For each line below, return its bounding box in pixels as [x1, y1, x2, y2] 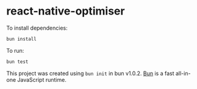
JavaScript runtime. [17, 76, 67, 83]
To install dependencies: [6, 24, 68, 31]
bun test [6, 59, 29, 65]
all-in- [175, 70, 191, 77]
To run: [6, 47, 24, 54]
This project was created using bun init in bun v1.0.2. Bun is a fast [6, 70, 175, 77]
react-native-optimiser [6, 4, 125, 18]
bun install [6, 36, 37, 42]
